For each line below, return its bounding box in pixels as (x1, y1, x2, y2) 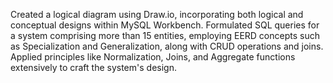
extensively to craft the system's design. (10, 62, 177, 73)
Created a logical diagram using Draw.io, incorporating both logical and (10, 9, 304, 20)
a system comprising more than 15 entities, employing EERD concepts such (10, 30, 320, 41)
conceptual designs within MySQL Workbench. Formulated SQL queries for (10, 19, 320, 31)
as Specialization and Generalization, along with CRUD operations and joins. (10, 40, 324, 52)
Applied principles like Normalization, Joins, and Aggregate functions (10, 51, 296, 63)
